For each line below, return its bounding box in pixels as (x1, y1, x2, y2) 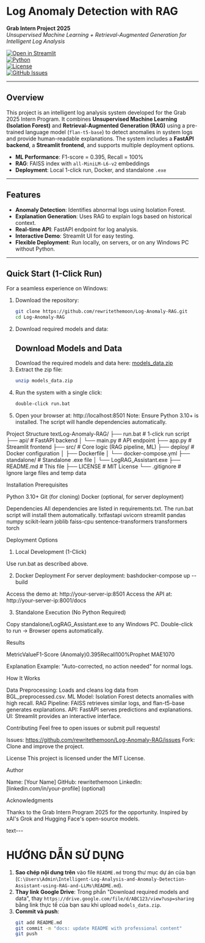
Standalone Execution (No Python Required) (15, 608, 126, 616)
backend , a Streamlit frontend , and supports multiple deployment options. (6, 141, 195, 148)
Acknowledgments (6, 797, 54, 804)
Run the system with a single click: (15, 388, 103, 396)
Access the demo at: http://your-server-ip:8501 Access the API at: (6, 590, 173, 597)
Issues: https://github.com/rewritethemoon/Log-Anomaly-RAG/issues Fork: (6, 736, 195, 743)
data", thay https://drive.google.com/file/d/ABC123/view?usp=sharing (15, 895, 195, 902)
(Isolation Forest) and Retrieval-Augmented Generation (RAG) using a (6, 121, 185, 129)
